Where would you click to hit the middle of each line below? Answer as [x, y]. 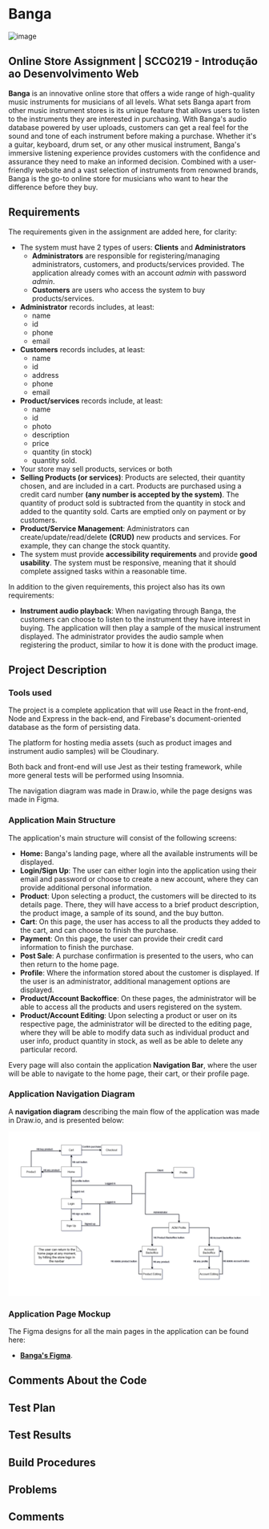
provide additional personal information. [86, 887]
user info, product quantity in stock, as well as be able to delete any [131, 1040]
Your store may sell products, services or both [96, 468]
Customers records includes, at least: [82, 349]
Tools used [30, 692]
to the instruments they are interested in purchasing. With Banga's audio [127, 119]
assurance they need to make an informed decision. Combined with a [123, 161]
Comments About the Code [78, 1381]
